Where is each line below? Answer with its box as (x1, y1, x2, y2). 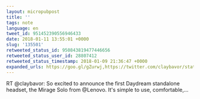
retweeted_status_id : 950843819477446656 (6, 47, 111, 53)
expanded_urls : (6, 63, 44, 70)
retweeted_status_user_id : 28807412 (6, 53, 97, 59)
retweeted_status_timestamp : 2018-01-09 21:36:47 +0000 (6, 58, 148, 64)
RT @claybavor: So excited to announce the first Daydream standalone (6, 80, 180, 87)
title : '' (6, 14, 31, 20)
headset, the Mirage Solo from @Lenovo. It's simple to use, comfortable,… (6, 87, 189, 94)
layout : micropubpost (6, 8, 60, 15)
